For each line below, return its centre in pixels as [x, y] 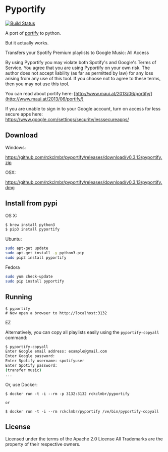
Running [19, 297]
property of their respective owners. [43, 444]
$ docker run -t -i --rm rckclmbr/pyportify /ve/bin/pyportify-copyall [82, 411]
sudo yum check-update [29, 276]
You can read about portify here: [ [40, 93]
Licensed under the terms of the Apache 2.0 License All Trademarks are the [84, 439]
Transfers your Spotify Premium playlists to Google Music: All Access [77, 52]
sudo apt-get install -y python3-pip [45, 253]
